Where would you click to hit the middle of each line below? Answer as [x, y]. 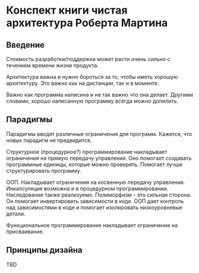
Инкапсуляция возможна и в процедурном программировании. [87, 188]
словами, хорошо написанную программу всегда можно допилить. [92, 101]
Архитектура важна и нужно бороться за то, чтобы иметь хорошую [92, 77]
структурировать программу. [44, 170]
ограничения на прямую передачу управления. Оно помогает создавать [99, 158]
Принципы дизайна [45, 250]
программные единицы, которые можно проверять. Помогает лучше [94, 164]
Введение [26, 45]
